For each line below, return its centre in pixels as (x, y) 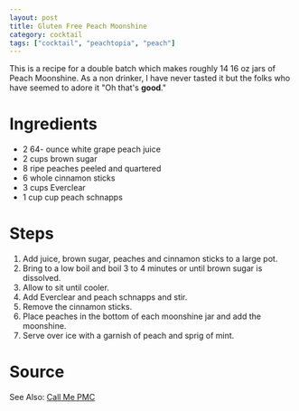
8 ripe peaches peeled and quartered (92, 169)
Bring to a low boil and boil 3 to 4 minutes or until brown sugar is (142, 268)
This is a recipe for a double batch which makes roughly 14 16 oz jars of (142, 69)
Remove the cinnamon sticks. (77, 307)
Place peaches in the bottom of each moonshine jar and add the (142, 316)
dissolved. (42, 278)
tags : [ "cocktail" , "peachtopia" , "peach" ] (93, 43)
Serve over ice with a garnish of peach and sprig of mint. (128, 336)
